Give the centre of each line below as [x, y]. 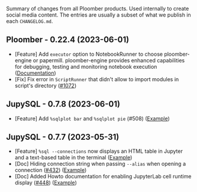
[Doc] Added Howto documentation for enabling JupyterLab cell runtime [103, 177]
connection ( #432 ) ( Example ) [51, 170]
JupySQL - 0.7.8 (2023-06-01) [63, 104]
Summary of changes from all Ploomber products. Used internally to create [98, 9]
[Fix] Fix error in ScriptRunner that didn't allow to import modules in [97, 79]
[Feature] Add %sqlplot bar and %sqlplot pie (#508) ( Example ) [92, 119]
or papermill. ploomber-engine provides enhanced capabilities [109, 60]
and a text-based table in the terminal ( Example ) [73, 158]
